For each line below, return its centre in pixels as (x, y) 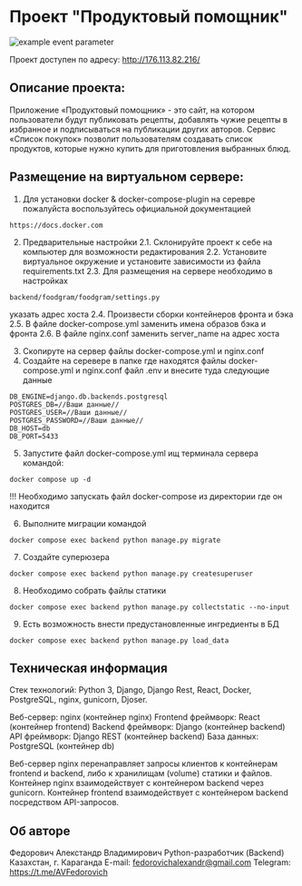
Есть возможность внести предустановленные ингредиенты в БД (151, 624)
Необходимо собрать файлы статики (94, 590)
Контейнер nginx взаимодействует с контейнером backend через (137, 783)
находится (29, 506)
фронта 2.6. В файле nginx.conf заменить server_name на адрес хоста (145, 333)
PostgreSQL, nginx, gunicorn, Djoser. (78, 700)
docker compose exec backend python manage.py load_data (119, 640)
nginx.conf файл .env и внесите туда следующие (176, 370)
